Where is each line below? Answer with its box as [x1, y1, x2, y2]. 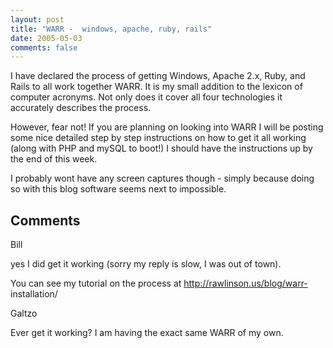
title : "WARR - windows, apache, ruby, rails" [10, 24, 213, 34]
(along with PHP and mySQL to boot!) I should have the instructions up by [10, 142, 313, 155]
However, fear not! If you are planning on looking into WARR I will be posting [10, 121, 324, 133]
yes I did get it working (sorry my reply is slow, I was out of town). [10, 258, 282, 270]
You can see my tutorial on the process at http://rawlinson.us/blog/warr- [10, 277, 308, 290]
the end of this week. [10, 153, 98, 165]
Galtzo [10, 307, 38, 320]
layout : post [10, 14, 65, 25]
